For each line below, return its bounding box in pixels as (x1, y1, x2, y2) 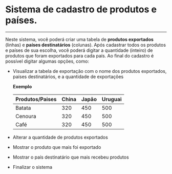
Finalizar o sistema (12, 164, 53, 170)
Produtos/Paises (15, 95, 57, 103)
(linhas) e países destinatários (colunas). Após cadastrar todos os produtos (5, 42, 166, 48)
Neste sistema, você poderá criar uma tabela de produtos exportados (5, 36, 154, 42)
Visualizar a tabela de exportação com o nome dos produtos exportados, (12, 68, 167, 74)
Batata (15, 104, 31, 111)
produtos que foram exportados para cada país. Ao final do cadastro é (5, 52, 154, 59)
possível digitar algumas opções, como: (5, 58, 90, 64)
